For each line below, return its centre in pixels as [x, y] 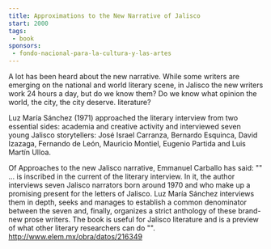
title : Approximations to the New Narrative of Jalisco [104, 16]
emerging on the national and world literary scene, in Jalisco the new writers [136, 85]
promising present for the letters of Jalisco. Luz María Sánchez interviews [131, 194]
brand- [250, 211]
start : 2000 [28, 23]
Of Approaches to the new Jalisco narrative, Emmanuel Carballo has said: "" [135, 168]
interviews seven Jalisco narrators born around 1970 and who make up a [129, 185]
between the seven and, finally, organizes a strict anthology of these [123, 211]
